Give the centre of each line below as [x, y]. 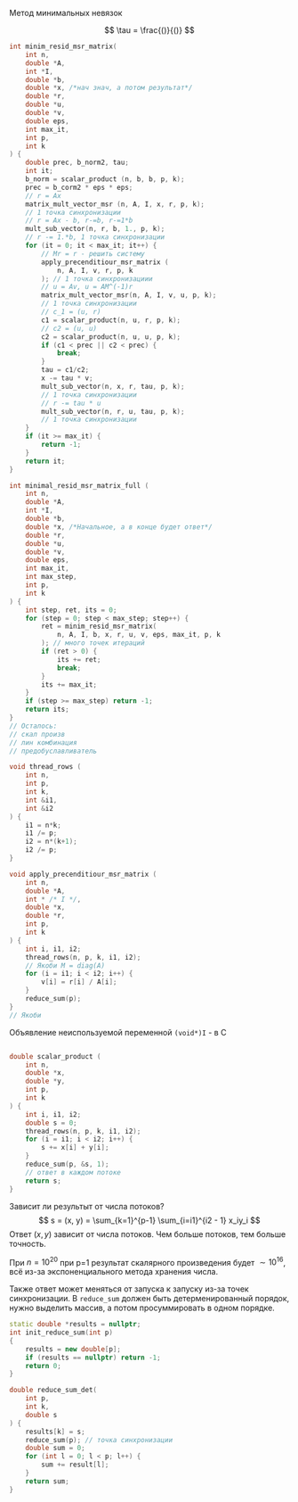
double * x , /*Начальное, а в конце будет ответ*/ [119, 527]
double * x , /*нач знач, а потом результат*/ [109, 88]
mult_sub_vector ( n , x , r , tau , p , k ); [113, 386]
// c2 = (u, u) [69, 328]
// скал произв [37, 734]
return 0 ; [44, 1366]
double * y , [45, 1081]
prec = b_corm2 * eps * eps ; [79, 187]
